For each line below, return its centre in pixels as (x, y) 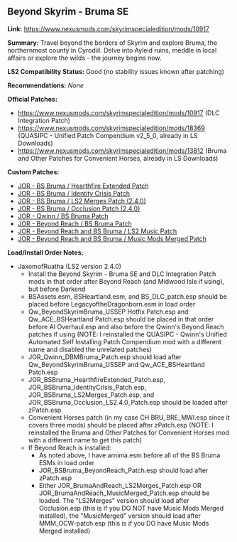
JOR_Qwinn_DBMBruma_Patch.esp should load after (105, 357)
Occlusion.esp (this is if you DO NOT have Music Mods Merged (131, 508)
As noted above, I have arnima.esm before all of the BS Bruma (129, 455)
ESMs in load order (67, 462)
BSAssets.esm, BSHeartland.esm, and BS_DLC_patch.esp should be (127, 296)
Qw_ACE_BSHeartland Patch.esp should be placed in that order (121, 319)
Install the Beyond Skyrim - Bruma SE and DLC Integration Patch (122, 274)
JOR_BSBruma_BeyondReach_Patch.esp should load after (123, 470)
